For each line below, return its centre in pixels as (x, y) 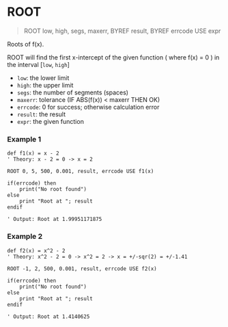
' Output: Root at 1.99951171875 (55, 220)
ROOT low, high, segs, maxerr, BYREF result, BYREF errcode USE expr (122, 31)
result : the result (41, 114)
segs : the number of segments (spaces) (72, 92)
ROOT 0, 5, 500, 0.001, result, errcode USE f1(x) (81, 172)
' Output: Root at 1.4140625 (48, 316)
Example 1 (24, 139)
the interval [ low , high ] (39, 64)
